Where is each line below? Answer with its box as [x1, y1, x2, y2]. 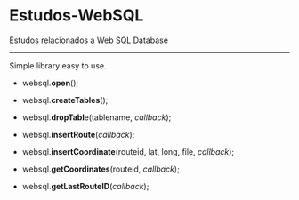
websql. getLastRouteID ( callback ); [21, 180, 149, 191]
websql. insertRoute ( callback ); [21, 129, 135, 140]
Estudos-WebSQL [9, 5, 144, 26]
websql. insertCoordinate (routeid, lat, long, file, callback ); [21, 146, 235, 156]
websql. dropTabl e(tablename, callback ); [21, 112, 172, 123]
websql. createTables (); [21, 94, 109, 105]
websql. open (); [21, 77, 79, 88]
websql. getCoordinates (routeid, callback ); [21, 164, 180, 174]
